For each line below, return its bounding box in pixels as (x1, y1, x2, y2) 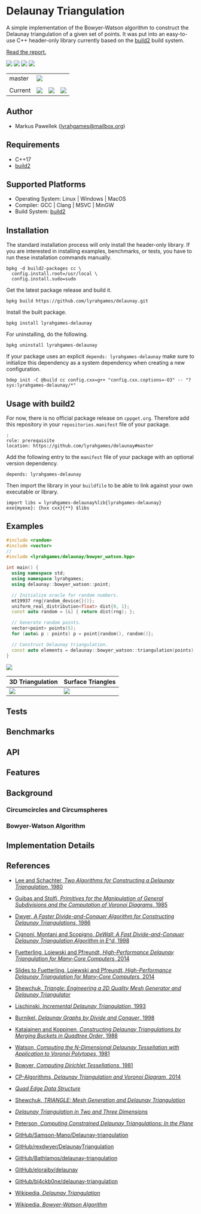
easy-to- (166, 30, 188, 37)
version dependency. (6, 460, 59, 467)
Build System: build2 (14, 208, 66, 215)
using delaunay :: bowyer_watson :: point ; (11, 581, 111, 588)
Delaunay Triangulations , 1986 (14, 919, 91, 926)
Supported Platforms (6, 179, 86, 189)
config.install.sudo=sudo (11, 276, 77, 282)
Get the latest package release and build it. (6, 286, 112, 294)
